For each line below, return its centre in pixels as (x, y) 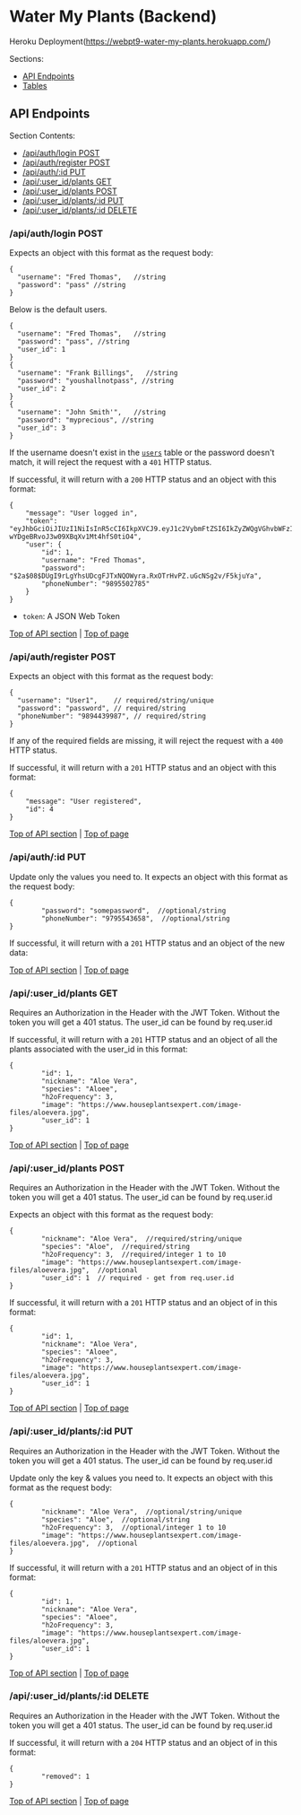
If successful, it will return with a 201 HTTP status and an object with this (143, 768)
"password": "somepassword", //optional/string (134, 911)
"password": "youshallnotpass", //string (96, 381)
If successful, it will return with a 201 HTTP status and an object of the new (147, 943)
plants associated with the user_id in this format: (99, 1049)
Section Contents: (43, 135)
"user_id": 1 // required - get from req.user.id (138, 1278)
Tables (34, 85)
